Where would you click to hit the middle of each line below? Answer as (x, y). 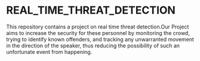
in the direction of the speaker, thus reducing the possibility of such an (93, 46)
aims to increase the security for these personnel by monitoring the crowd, (98, 33)
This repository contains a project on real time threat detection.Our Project (98, 27)
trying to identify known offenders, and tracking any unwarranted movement (100, 39)
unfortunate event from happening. (49, 52)
